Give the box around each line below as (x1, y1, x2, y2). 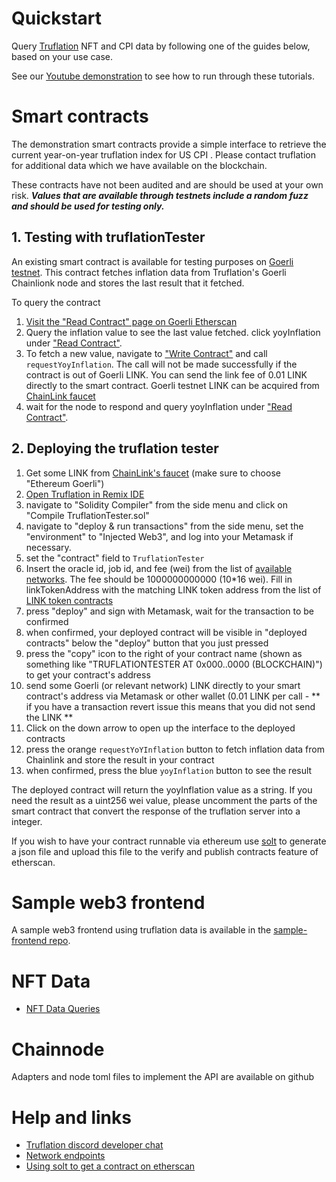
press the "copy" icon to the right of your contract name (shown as (25, 647, 303, 659)
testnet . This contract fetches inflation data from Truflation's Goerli (11, 266, 287, 278)
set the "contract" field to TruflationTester (25, 552, 205, 564)
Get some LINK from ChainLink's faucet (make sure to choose (25, 467, 281, 479)
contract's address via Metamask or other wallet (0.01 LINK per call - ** (25, 690, 321, 702)
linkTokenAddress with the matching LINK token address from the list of (25, 583, 322, 596)
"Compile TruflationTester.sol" (25, 509, 150, 521)
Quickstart (11, 7, 103, 30)
